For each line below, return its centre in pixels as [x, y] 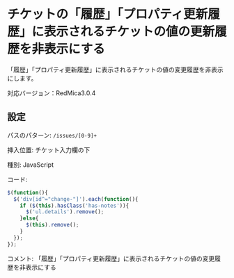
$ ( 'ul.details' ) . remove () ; [65, 212]
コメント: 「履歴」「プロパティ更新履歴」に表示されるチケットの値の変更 [111, 259]
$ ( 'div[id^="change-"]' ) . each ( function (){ [76, 199]
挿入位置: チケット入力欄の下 [49, 149]
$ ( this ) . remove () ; [52, 225]
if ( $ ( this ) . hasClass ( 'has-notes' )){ [75, 206]
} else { [29, 219]
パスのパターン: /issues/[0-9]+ [52, 135]
